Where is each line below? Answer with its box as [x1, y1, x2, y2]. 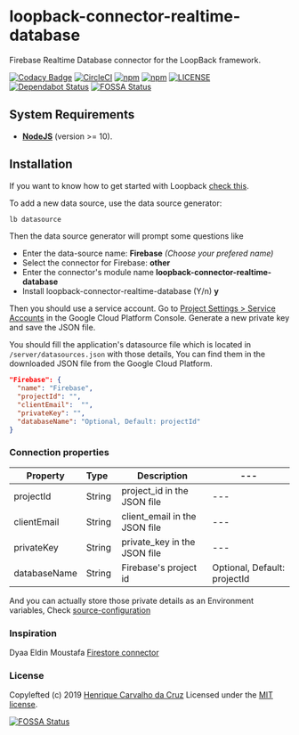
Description [137, 470, 189, 482]
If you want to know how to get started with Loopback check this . [9, 180, 249, 191]
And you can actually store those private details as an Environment [9, 595, 255, 606]
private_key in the [121, 535, 196, 548]
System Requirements [9, 107, 135, 122]
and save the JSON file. [9, 323, 96, 333]
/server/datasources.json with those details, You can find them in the [9, 349, 265, 360]
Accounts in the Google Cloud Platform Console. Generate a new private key [9, 313, 290, 323]
